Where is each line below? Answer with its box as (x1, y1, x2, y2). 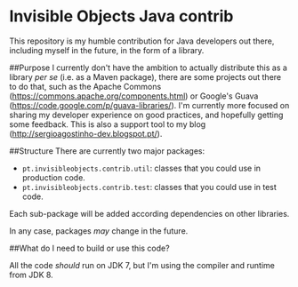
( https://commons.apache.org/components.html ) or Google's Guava (9, 91, 259, 101)
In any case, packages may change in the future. (9, 225, 189, 236)
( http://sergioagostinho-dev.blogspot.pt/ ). (9, 128, 163, 139)
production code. (21, 171, 86, 183)
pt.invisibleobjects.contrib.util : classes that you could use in (21, 163, 261, 173)
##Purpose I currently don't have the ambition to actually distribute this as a (9, 62, 287, 73)
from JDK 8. (9, 269, 53, 280)
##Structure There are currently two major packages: (9, 145, 205, 156)
